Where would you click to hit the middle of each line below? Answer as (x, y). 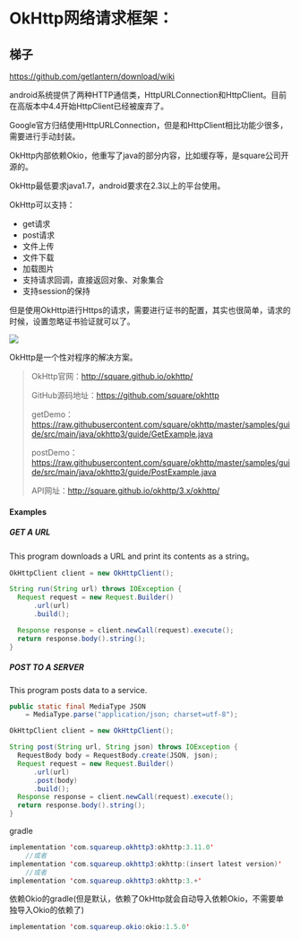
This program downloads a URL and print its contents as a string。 (132, 556)
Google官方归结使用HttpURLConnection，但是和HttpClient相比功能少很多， (149, 125)
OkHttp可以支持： (42, 204)
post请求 (39, 235)
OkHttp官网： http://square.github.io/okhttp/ (112, 376)
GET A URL (30, 532)
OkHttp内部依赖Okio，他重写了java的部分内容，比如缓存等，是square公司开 (149, 155)
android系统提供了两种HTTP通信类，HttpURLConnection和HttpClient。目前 (148, 95)
